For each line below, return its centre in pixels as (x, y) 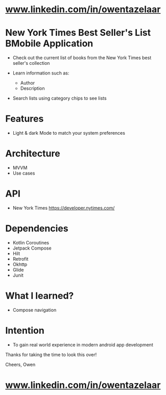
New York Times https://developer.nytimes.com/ (64, 208)
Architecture (33, 154)
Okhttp (20, 264)
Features (25, 119)
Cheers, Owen (20, 364)
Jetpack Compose (32, 248)
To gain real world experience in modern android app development (83, 344)
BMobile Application (49, 44)
